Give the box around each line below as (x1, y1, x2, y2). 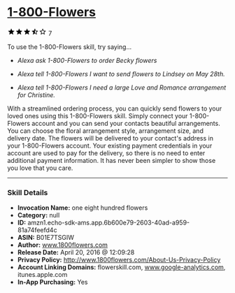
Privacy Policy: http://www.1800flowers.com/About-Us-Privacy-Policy (17, 256, 221, 264)
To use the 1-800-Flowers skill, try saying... (7, 43, 132, 51)
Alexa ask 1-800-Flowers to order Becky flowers (17, 56, 157, 64)
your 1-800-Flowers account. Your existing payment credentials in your (7, 141, 213, 150)
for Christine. (17, 90, 56, 99)
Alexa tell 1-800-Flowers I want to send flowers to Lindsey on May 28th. (17, 69, 225, 78)
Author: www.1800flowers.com (17, 241, 108, 249)
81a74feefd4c (17, 226, 57, 234)
